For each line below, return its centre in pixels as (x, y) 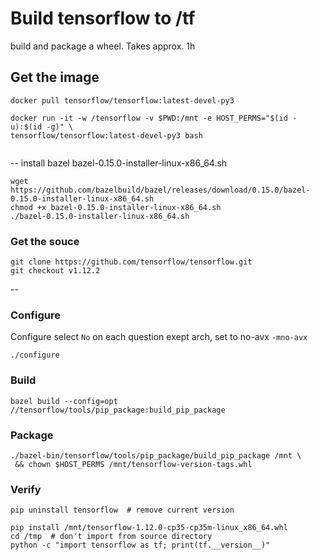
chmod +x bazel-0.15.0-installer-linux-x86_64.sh (116, 207)
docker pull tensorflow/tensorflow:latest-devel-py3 (122, 100)
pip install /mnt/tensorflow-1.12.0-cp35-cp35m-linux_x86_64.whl (149, 528)
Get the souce (45, 241)
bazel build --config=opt (64, 401)
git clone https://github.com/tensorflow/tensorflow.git (131, 262)
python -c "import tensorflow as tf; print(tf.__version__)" (140, 545)
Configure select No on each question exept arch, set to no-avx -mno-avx (159, 337)
